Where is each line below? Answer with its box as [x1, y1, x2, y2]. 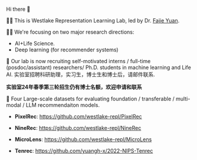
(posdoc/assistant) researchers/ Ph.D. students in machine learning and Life [6, 64, 192, 71]
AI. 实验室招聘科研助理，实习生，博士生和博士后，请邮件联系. [6, 71, 155, 78]
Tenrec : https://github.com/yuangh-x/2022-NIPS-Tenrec [14, 148, 153, 154]
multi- [176, 95, 191, 102]
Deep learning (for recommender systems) [14, 46, 119, 53]
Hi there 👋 [6, 6, 31, 12]
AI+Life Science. [14, 40, 55, 47]
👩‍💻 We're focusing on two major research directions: [6, 28, 134, 35]
